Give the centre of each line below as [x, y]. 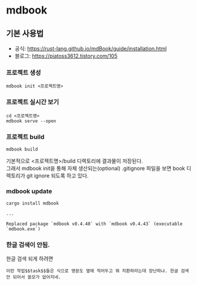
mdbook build [22, 149]
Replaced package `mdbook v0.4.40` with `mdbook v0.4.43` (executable [94, 224]
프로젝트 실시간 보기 [33, 102]
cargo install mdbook [33, 203]
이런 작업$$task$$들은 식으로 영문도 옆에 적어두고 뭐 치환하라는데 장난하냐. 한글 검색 [98, 271]
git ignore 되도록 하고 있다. [57, 175]
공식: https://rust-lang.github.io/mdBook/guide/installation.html [91, 48]
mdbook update [29, 191]
